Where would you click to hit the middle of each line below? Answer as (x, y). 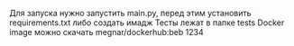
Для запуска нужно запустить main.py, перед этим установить (130, 13)
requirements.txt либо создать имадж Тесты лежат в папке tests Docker (147, 23)
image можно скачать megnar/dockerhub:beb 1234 (107, 32)
